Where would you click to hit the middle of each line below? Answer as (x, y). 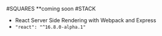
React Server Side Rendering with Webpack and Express (86, 20)
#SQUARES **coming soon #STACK (51, 9)
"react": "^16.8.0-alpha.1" (50, 27)
